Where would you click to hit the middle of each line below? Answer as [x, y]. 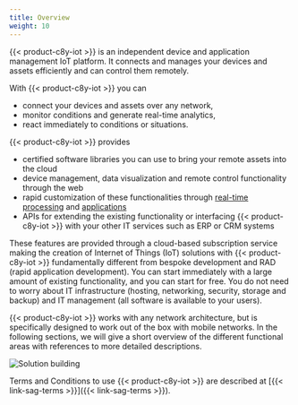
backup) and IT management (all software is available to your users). [136, 300]
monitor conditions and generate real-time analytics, [119, 115]
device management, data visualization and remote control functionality [154, 178]
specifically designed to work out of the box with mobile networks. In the [144, 327]
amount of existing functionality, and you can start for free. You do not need [149, 281]
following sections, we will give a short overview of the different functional [146, 336]
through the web [53, 187]
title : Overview [39, 17]
